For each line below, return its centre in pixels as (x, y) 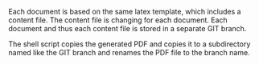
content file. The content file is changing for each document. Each (118, 20)
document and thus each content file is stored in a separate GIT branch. (127, 28)
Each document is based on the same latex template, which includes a (125, 12)
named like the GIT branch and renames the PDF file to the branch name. (129, 52)
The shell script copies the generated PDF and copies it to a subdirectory (129, 44)
